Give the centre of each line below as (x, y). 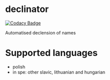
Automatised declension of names (41, 32)
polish (19, 66)
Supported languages (51, 53)
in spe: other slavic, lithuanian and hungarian (59, 72)
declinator (27, 9)
